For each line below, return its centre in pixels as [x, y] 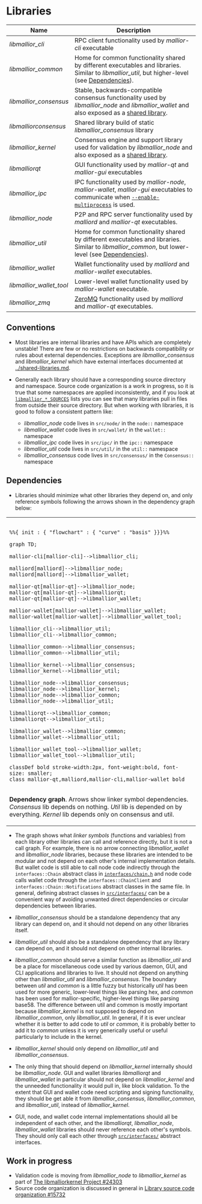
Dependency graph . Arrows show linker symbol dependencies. [99, 799]
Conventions [31, 328]
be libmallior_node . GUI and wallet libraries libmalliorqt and [88, 1073]
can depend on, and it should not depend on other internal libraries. [99, 948]
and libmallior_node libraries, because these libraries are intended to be [104, 854]
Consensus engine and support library [129, 140]
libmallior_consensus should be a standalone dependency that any [97, 917]
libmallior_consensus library [114, 130]
